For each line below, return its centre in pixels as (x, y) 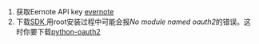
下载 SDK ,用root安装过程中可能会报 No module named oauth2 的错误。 (129, 22)
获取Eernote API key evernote (65, 12)
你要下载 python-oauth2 (62, 32)
